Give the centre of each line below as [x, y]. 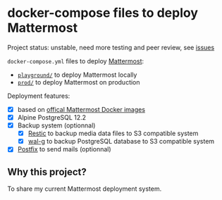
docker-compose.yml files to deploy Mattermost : [76, 61]
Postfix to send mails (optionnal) [64, 149]
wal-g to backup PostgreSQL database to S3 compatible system [121, 142]
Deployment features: [39, 96]
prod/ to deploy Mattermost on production [79, 82]
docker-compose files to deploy [103, 13]
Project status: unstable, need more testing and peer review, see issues [111, 47]
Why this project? [47, 171]
